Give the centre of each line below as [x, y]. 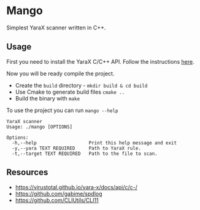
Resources [27, 172]
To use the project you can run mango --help [62, 110]
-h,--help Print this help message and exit [94, 143]
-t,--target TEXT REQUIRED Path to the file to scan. [85, 154]
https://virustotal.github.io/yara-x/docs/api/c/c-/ [76, 187]
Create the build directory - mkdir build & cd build [81, 85]
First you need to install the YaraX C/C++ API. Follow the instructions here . [100, 61]
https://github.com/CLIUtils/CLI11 [57, 200]
